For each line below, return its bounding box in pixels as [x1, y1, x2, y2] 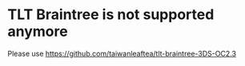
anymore [7, 22, 69, 41]
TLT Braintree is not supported [7, 6, 215, 24]
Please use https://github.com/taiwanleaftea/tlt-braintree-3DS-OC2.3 [7, 49, 237, 58]
